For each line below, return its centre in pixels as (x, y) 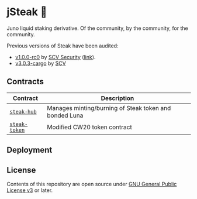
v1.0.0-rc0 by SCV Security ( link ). (55, 57)
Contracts (25, 82)
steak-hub (23, 111)
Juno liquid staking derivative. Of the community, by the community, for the (98, 28)
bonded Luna (65, 115)
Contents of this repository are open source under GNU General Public (92, 184)
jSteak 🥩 (27, 12)
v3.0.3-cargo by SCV (40, 63)
